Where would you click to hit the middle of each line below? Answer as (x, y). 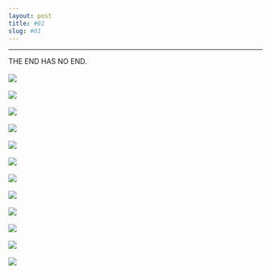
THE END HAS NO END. (48, 61)
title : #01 (27, 23)
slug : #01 (25, 31)
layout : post (30, 16)
